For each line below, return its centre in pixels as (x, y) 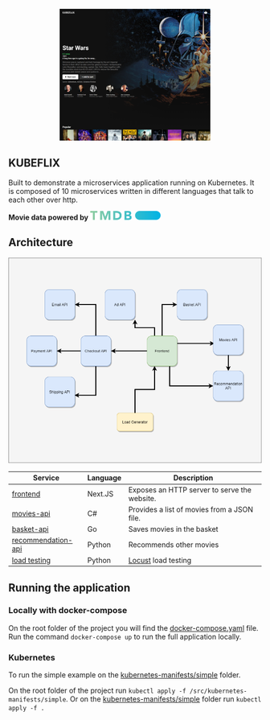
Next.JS (100, 494)
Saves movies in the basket (173, 529)
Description (193, 478)
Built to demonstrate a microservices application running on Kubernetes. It (131, 183)
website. (142, 498)
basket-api (30, 529)
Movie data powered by (48, 217)
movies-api (31, 514)
